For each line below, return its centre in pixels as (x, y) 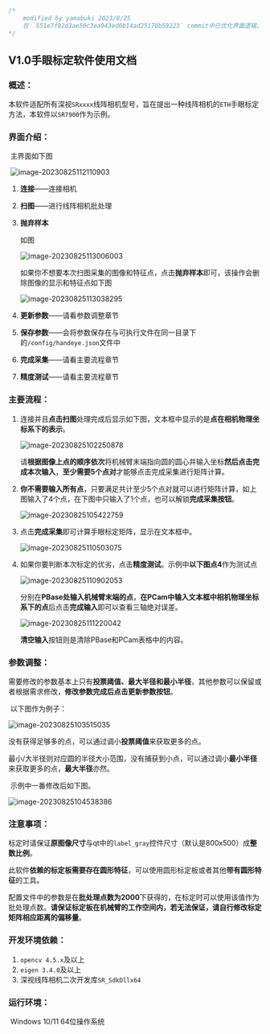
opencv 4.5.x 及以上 (52, 959)
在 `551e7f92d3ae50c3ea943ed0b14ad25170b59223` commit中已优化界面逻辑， (143, 26)
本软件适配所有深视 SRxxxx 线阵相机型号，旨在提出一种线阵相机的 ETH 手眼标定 (134, 105)
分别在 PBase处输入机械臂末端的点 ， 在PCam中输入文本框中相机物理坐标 (139, 597)
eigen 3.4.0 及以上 (51, 970)
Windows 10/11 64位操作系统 (57, 1021)
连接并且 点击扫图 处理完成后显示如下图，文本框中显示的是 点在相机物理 (136, 418)
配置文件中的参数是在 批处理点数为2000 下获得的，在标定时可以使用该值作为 (134, 897)
